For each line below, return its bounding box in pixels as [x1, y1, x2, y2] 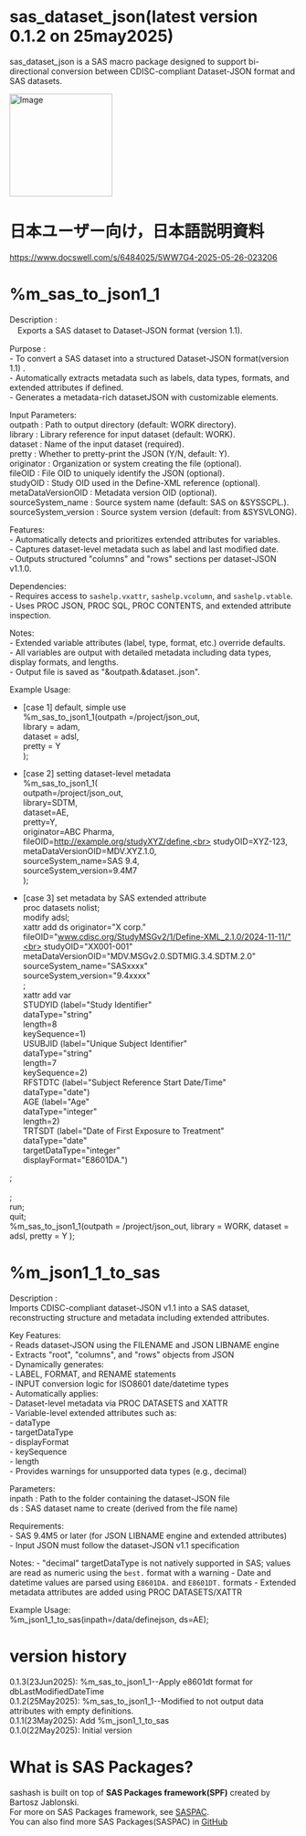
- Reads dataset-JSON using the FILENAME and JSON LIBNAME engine [9, 1339, 280, 1350]
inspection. [9, 609, 52, 620]
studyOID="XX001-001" [44, 941, 133, 952]
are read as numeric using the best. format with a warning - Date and [9, 1567, 271, 1577]
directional [9, 66, 50, 77]
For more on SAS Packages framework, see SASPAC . [9, 1806, 210, 1817]
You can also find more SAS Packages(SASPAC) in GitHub [9, 1816, 228, 1827]
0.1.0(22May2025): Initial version [9, 1725, 132, 1736]
